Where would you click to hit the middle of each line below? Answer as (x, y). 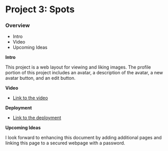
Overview (18, 26)
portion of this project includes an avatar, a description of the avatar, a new (84, 73)
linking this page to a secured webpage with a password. (65, 143)
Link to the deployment (37, 118)
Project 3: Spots (40, 9)
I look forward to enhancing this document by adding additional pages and (83, 138)
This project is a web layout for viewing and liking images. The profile (78, 67)
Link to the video (30, 98)
